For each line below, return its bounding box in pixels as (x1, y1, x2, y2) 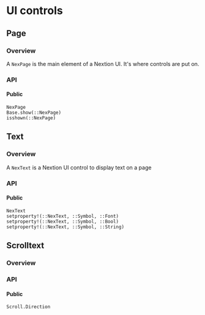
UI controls (6, 4, 63, 18)
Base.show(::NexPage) (6, 109, 62, 116)
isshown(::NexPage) (6, 115, 56, 121)
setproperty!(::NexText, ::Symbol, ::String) (6, 224, 124, 230)
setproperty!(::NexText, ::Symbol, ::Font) (6, 213, 119, 219)
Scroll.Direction (6, 304, 51, 310)
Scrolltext (6, 240, 45, 251)
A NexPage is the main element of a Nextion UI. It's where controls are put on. (6, 60, 199, 67)
